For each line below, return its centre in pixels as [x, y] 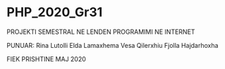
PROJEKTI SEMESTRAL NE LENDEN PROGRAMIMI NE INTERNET [101, 32]
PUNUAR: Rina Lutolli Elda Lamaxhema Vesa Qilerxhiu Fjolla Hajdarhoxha [112, 45]
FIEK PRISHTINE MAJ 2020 [46, 59]
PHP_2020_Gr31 [55, 12]
